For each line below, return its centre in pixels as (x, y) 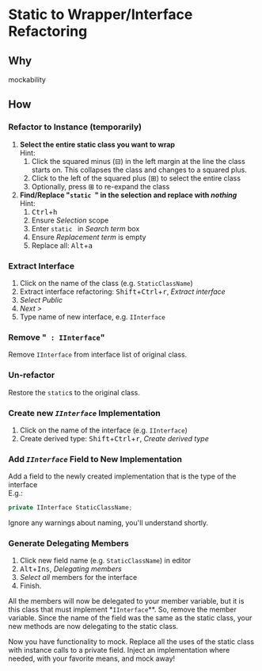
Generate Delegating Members (68, 543)
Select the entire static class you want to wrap (97, 144)
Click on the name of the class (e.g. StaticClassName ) (106, 283)
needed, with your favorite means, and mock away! (92, 658)
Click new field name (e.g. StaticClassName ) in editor (105, 561)
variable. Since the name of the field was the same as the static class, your (130, 618)
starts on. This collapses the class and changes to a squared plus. (139, 170)
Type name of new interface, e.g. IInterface (93, 316)
